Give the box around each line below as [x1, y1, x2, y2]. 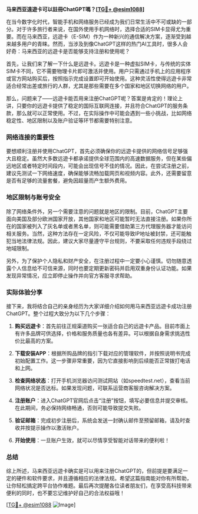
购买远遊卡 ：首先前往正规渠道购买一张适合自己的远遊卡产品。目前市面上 [14, 322, 190, 330]
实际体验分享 [6, 288, 43, 296]
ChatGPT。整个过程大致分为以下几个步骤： [6, 309, 111, 317]
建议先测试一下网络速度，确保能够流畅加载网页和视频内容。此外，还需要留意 [6, 170, 192, 177]
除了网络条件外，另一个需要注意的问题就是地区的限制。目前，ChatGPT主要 [6, 207, 189, 215]
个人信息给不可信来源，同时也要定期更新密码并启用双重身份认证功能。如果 [11, 265, 192, 272]
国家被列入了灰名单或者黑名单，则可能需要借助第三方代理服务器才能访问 [16, 222, 192, 229]
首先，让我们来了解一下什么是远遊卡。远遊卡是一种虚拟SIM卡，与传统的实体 [6, 60, 192, 67]
